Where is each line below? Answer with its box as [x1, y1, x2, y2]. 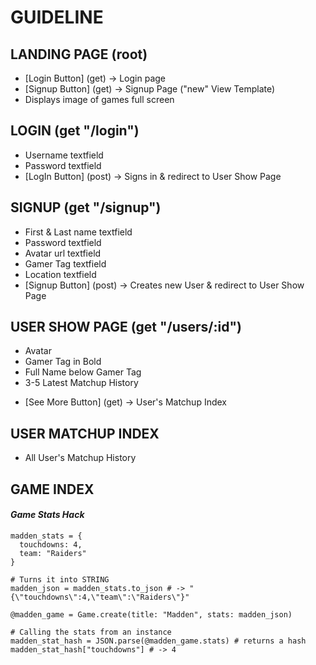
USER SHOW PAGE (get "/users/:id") [10, 319, 242, 336]
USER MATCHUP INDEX [10, 425, 160, 442]
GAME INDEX [10, 481, 95, 498]
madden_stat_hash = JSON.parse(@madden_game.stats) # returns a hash [10, 636, 307, 646]
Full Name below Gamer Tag [24, 366, 142, 378]
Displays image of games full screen [24, 94, 175, 105]
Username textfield [24, 149, 104, 161]
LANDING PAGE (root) [10, 46, 148, 63]
